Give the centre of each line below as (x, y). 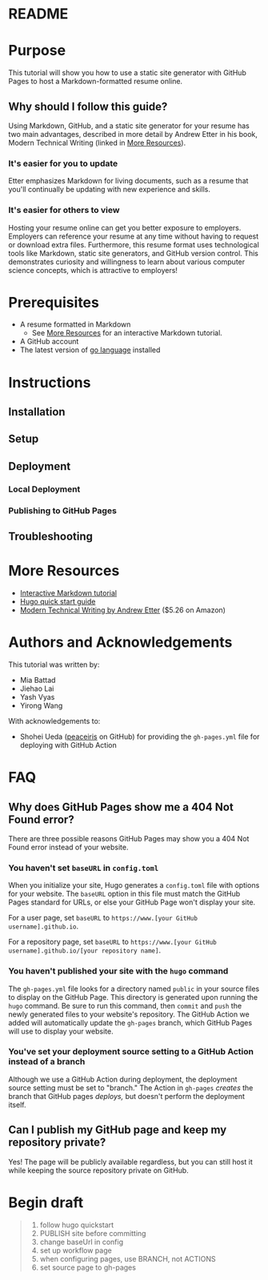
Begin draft (46, 1202)
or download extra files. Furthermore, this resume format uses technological (134, 244)
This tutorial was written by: (54, 664)
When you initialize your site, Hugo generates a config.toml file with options (134, 885)
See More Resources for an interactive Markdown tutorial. (127, 333)
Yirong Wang (41, 705)
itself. (17, 1105)
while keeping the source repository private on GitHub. (99, 1170)
